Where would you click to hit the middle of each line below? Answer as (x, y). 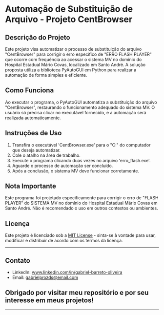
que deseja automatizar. (36, 150)
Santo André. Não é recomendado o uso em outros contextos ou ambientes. (82, 208)
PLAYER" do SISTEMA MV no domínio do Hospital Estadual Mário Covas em (81, 203)
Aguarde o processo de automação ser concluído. (62, 166)
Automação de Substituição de (69, 9)
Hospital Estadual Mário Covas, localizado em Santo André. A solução (75, 65)
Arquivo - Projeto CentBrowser (69, 19)
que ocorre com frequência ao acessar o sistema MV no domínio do (73, 59)
